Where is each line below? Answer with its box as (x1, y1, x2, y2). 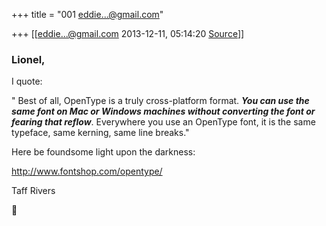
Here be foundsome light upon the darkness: (11, 146, 196, 158)
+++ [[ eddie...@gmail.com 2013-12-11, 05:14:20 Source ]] (11, 28, 245, 39)
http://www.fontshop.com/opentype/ (11, 165, 163, 178)
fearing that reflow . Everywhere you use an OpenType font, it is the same (11, 116, 316, 128)
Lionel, (11, 52, 46, 66)
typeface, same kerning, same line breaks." (11, 127, 190, 139)
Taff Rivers (11, 185, 56, 197)
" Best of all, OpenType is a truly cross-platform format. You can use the (11, 95, 310, 107)
